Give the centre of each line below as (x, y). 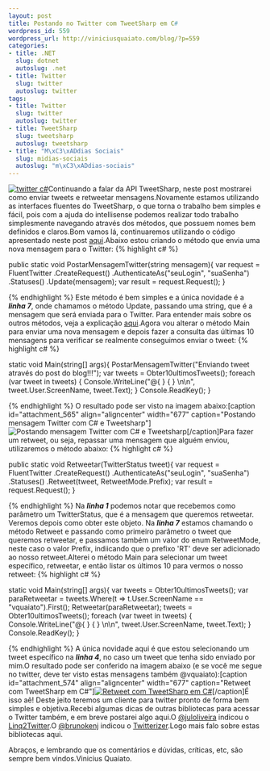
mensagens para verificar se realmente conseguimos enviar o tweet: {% (128, 341)
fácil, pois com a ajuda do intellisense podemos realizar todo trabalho (124, 215)
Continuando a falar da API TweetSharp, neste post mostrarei (150, 189)
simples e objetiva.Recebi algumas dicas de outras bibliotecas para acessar (134, 709)
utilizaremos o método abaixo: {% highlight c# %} (91, 449)
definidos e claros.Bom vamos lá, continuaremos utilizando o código (122, 232)
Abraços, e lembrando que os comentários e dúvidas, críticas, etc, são (126, 750)
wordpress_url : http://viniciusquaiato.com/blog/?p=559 (104, 38)
